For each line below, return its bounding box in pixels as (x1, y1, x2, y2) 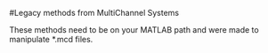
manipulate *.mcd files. (9, 34, 93, 44)
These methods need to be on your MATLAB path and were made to (9, 25, 260, 34)
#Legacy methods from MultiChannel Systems (9, 8, 180, 18)
